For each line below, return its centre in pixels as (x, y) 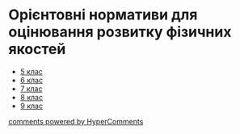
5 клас (31, 71)
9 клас (31, 106)
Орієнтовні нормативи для (103, 15)
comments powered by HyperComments (76, 121)
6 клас (31, 80)
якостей (37, 49)
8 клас (31, 97)
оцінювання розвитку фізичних (120, 32)
